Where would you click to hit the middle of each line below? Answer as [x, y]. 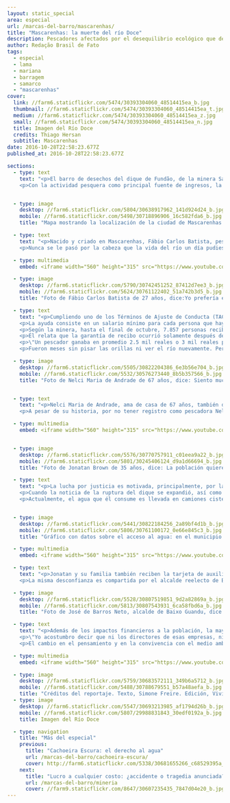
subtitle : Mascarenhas [46, 141]
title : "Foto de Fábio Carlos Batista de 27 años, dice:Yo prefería [119, 298]
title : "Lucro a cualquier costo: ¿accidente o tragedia [108, 776]
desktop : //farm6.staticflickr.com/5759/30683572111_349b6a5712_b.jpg [122, 681]
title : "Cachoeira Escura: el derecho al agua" [94, 751]
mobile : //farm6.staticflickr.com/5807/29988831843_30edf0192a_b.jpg [121, 713]
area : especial [29, 20]
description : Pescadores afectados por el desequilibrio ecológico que [111, 39]
